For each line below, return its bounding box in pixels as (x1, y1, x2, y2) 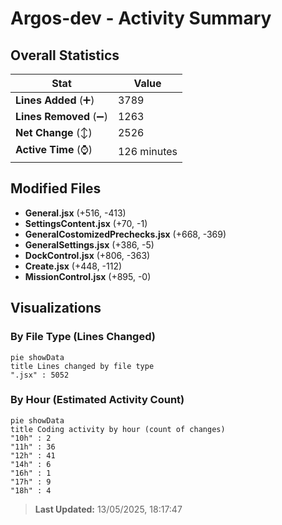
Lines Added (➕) (15, 93, 95, 107)
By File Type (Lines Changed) (10, 330, 156, 344)
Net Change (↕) (15, 126, 93, 139)
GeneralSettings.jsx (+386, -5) (24, 238, 155, 251)
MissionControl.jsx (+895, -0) (24, 270, 152, 282)
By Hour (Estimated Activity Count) (10, 393, 185, 407)
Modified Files (10, 180, 102, 197)
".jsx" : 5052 (10, 370, 70, 380)
